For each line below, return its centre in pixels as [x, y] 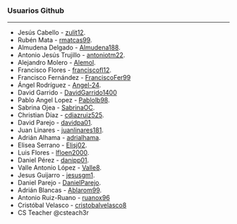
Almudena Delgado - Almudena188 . [69, 47]
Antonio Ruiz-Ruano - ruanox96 [64, 198]
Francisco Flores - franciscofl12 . [64, 70]
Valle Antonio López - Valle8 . [60, 167]
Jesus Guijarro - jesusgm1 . [56, 175]
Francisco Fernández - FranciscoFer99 [74, 78]
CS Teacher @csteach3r [53, 213]
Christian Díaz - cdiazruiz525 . [61, 115]
